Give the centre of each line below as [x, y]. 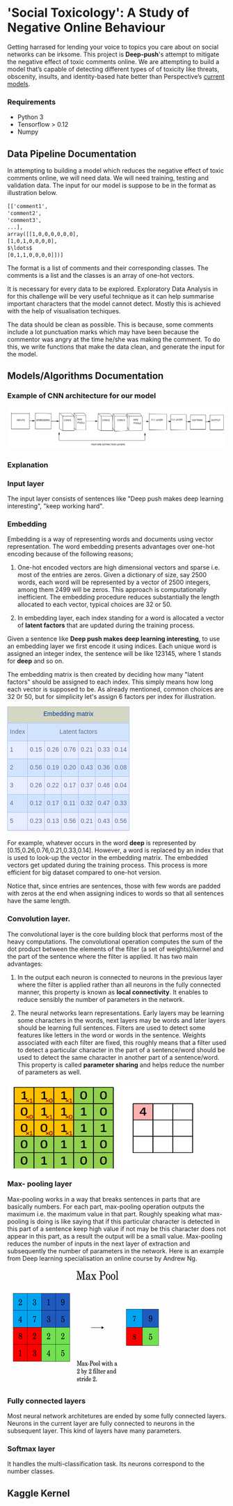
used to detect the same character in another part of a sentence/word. [118, 1057]
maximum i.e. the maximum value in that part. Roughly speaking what [107, 1214]
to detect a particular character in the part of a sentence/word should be [121, 1050]
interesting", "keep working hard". [56, 505]
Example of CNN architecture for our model [82, 396]
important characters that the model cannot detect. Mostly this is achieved [114, 304]
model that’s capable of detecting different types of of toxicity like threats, [113, 69]
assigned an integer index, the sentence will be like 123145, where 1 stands [114, 654]
